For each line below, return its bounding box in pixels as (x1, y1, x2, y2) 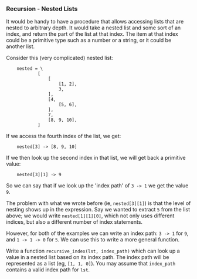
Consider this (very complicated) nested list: (6, 55, 113, 62)
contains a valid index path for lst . (6, 266, 90, 273)
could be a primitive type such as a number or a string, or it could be (6, 37, 172, 44)
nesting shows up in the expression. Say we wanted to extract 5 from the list (6, 206, 191, 213)
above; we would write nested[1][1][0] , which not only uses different (6, 212, 175, 219)
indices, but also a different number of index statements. (6, 219, 142, 226)
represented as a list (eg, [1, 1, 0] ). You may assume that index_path (6, 260, 176, 267)
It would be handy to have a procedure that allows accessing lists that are (6, 18, 184, 25)
